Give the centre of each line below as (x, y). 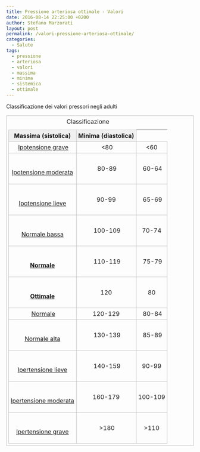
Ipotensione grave (43, 147)
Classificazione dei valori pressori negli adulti (62, 106)
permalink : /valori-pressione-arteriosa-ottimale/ (70, 34)
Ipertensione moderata (43, 401)
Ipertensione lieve (42, 370)
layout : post (22, 28)
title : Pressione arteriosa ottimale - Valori (65, 12)
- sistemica (26, 84)
